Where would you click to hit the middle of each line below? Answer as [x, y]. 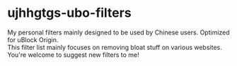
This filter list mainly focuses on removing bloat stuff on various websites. [115, 47]
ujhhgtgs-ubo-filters [70, 13]
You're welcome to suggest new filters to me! [73, 55]
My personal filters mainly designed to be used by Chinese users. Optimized [118, 32]
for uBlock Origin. [33, 39]
